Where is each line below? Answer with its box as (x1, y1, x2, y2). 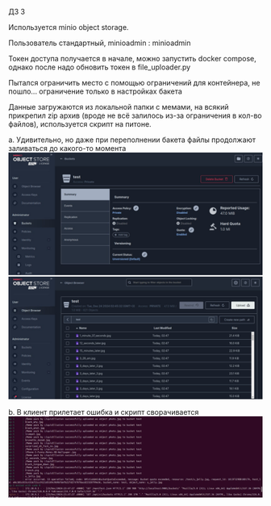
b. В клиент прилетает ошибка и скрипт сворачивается (8, 408, 199, 417)
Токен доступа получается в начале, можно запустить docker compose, (8, 54, 256, 63)
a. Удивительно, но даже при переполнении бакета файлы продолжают (8, 135, 256, 144)
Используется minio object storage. (8, 23, 129, 31)
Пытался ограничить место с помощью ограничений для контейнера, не (8, 78, 261, 87)
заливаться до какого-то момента (8, 144, 127, 153)
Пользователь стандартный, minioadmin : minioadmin (8, 38, 191, 48)
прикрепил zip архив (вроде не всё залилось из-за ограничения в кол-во (8, 111, 262, 120)
